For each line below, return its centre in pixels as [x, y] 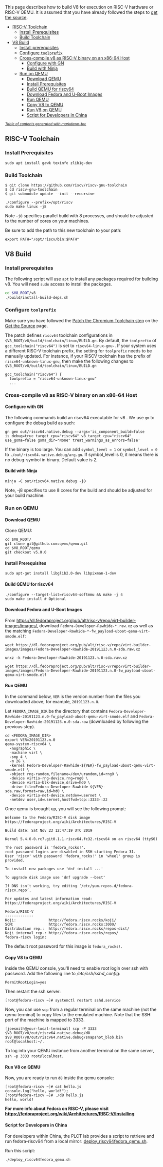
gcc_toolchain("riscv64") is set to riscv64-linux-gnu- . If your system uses [81, 346]
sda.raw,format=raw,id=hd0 [32, 791]
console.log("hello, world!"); [37, 1091]
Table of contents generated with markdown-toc [46, 124]
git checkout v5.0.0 [26, 553]
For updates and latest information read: [49, 899]
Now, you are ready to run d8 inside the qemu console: [60, 1078]
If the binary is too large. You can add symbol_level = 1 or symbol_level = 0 [81, 449]
